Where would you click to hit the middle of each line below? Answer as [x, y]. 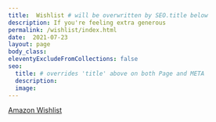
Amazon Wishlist [35, 110]
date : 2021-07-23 [38, 37]
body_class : [27, 52]
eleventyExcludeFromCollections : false [73, 59]
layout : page [29, 45]
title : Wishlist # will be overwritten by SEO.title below [108, 15]
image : [26, 88]
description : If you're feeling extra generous [87, 23]
